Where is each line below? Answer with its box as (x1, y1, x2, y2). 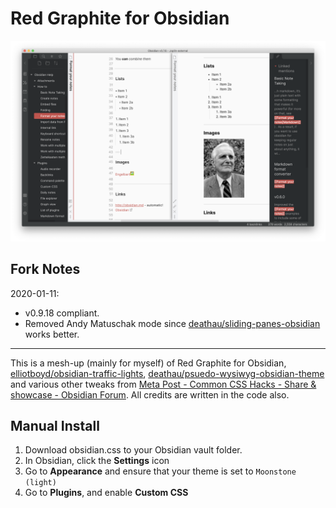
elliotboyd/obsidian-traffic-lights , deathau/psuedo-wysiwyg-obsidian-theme (10, 367, 325, 379)
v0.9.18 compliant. (24, 307, 100, 319)
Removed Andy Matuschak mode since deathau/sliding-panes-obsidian (24, 317, 321, 329)
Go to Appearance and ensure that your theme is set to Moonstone (24, 465, 297, 477)
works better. (24, 328, 80, 340)
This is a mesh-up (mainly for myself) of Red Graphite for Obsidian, (10, 357, 287, 369)
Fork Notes (10, 261, 81, 278)
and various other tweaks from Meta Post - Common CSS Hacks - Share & (10, 378, 317, 390)
